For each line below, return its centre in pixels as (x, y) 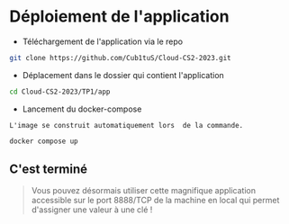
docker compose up (44, 141)
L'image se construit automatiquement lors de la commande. (126, 125)
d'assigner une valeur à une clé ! (92, 210)
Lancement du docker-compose (82, 109)
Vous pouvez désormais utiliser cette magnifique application (144, 191)
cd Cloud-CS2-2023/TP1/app (60, 92)
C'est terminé (49, 169)
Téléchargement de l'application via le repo (102, 41)
